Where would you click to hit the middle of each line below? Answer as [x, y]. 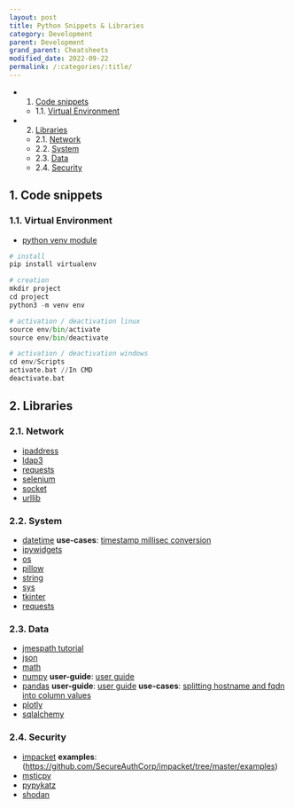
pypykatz [39, 785]
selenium [39, 479]
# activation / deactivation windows [79, 354]
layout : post [33, 17]
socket [34, 488]
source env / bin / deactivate [59, 338]
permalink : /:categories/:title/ [71, 67]
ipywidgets [42, 549]
